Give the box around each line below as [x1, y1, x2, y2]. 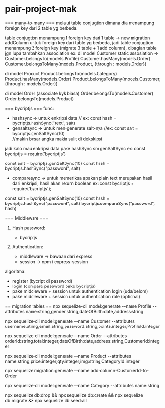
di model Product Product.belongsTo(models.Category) [5, 70, 117, 76]
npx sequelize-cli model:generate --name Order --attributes [5, 332, 127, 339]
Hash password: [12, 225, 46, 231]
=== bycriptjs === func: [5, 105, 54, 111]
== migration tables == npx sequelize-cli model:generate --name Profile [5, 303, 152, 309]
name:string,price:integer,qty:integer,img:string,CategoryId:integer [5, 358, 140, 364]
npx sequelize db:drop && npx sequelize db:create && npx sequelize [5, 392, 143, 398]
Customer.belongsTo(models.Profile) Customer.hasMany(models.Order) [5, 55, 151, 61]
